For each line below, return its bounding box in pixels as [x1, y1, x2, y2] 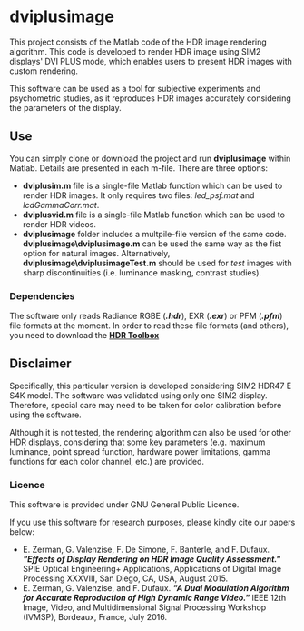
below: [9, 526, 34, 537]
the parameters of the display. [9, 102, 123, 113]
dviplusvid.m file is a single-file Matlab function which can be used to [22, 209, 286, 220]
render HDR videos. [22, 218, 97, 229]
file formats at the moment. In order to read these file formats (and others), [9, 320, 289, 331]
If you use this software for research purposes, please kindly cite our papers [9, 516, 296, 528]
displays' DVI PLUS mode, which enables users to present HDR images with [9, 55, 293, 66]
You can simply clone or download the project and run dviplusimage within [9, 153, 291, 164]
